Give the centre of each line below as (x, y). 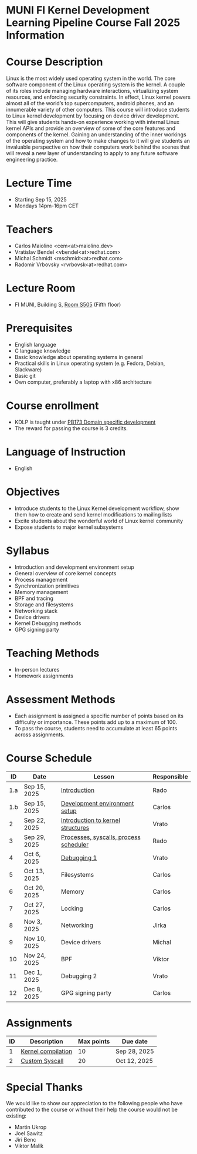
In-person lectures (37, 669)
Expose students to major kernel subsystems (69, 527)
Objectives (33, 492)
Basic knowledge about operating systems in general (79, 357)
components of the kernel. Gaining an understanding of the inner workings (96, 135)
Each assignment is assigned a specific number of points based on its (99, 716)
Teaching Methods (53, 653)
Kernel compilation (47, 1051)
